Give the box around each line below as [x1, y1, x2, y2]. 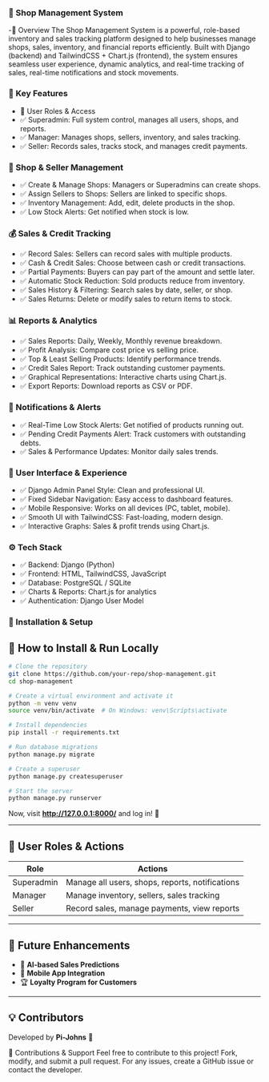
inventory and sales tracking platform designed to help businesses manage [8, 34, 256, 43]
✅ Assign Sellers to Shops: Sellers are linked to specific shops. [19, 188, 227, 199]
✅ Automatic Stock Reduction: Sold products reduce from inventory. [19, 276, 246, 286]
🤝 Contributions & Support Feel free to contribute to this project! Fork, [8, 1048, 238, 1057]
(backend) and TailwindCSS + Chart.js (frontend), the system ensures [8, 51, 239, 61]
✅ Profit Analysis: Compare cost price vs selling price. [19, 345, 199, 355]
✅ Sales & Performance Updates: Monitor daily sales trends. [19, 446, 219, 456]
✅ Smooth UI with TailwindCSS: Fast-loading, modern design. [19, 513, 223, 522]
